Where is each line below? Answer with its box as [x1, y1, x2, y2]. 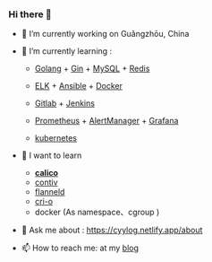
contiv [34, 177, 59, 188]
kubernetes [34, 133, 78, 144]
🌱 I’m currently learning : [21, 46, 113, 57]
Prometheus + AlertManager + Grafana [34, 116, 179, 127]
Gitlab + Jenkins [34, 98, 96, 109]
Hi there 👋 [8, 8, 53, 21]
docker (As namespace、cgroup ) [34, 206, 160, 218]
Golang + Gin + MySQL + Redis [34, 63, 150, 74]
